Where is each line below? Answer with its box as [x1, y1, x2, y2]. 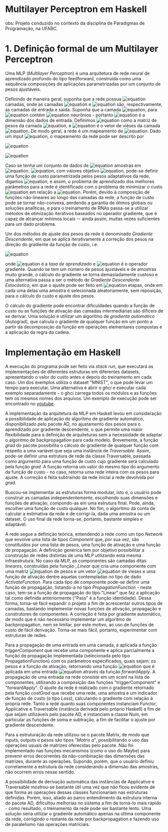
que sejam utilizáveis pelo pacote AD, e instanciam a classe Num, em [5, 711, 148, 717]
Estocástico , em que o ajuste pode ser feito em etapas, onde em [5, 282, 163, 288]
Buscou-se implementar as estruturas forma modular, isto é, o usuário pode [5, 489, 161, 495]
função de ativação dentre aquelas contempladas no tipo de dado [5, 573, 141, 580]
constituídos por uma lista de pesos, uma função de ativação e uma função [5, 542, 161, 548]
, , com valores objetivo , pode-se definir [28, 168, 158, 174]
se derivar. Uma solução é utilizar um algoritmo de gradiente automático [5, 313, 155, 319]
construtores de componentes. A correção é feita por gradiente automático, [5, 611, 162, 617]
